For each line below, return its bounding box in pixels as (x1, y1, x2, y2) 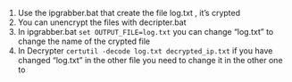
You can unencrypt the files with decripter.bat (17, 17, 187, 28)
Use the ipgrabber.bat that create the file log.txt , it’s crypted (17, 8, 241, 18)
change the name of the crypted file (17, 36, 150, 46)
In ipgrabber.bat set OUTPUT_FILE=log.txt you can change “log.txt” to (17, 27, 274, 37)
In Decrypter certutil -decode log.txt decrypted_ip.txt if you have (17, 45, 273, 56)
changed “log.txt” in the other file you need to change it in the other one (17, 55, 283, 65)
